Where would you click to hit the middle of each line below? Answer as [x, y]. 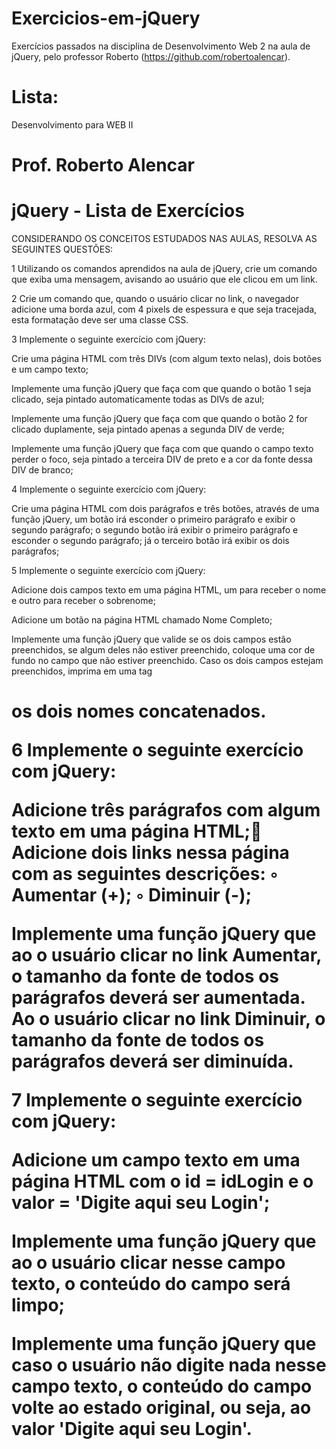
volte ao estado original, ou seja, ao [161, 1408]
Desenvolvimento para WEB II [72, 124]
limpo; [38, 1305]
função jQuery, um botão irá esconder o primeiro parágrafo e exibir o [153, 519]
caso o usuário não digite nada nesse [169, 1365]
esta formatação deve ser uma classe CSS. [100, 320]
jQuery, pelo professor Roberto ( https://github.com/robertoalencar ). [151, 56]
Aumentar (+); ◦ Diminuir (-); [132, 895]
